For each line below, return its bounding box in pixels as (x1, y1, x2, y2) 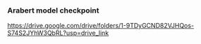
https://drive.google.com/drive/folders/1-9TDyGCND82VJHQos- (7, 22, 195, 30)
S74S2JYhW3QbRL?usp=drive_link (7, 29, 109, 37)
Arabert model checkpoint (7, 6, 100, 15)
